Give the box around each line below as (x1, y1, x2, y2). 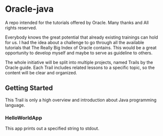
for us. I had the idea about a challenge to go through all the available (5, 39, 144, 45)
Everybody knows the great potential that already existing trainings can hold (5, 34, 159, 40)
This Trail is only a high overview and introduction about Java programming (5, 97, 157, 103)
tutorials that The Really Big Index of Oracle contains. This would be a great (5, 45, 157, 50)
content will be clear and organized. (5, 69, 77, 75)
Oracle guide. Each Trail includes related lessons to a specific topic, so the (5, 65, 155, 70)
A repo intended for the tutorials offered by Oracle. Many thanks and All (5, 20, 149, 25)
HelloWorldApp (5, 114, 42, 121)
